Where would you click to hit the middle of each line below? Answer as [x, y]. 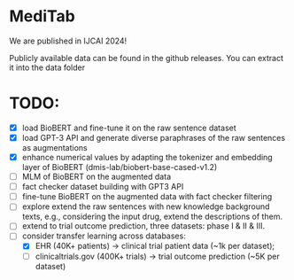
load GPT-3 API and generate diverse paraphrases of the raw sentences [154, 137]
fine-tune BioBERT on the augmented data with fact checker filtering [147, 197]
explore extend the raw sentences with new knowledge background [146, 206]
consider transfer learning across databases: [104, 236]
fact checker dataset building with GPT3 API [103, 187]
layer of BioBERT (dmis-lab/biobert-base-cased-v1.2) [120, 167]
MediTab [42, 16]
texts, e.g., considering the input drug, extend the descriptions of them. [152, 217]
